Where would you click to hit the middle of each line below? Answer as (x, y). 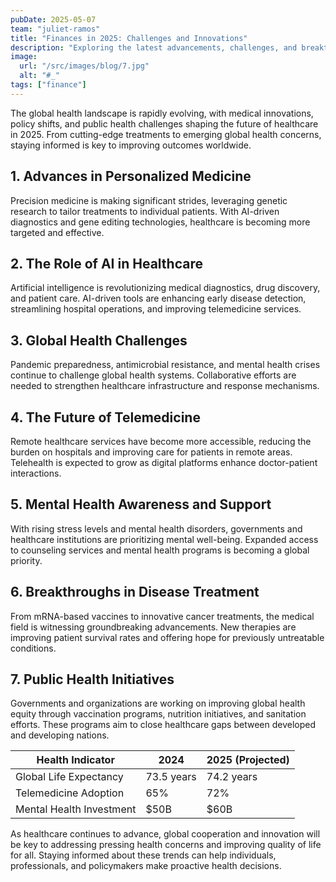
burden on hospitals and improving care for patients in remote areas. (151, 452)
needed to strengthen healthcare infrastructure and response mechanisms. (165, 386)
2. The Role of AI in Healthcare (106, 263)
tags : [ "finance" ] (48, 85)
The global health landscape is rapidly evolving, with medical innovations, (162, 113)
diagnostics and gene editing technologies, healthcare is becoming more (160, 222)
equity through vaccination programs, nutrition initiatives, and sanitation (158, 714)
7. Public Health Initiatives (92, 679)
